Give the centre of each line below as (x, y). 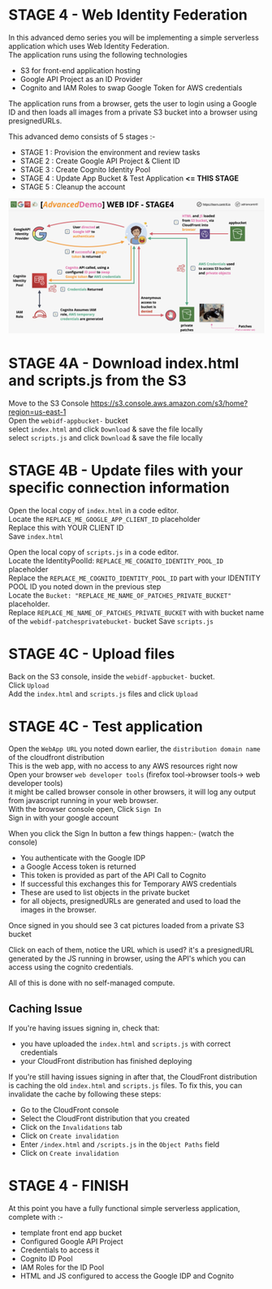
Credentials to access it (60, 1250)
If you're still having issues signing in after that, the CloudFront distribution (133, 1077)
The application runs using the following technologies (98, 54)
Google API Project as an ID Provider (82, 79)
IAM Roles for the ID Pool (62, 1267)
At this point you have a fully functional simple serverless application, (125, 1209)
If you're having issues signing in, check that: (84, 1028)
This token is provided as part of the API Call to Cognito (113, 875)
